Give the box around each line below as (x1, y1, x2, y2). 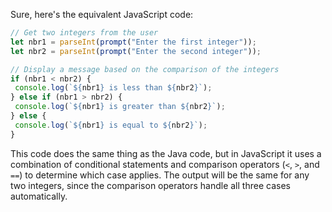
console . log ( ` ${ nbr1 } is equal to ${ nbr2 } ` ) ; (14, 120, 208, 130)
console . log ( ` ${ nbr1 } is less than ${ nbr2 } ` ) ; (14, 83, 213, 93)
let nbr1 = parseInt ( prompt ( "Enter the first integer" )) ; (10, 37, 257, 47)
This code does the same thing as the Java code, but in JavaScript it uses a (10, 147, 322, 159)
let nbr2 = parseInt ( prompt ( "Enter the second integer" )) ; (10, 46, 262, 56)
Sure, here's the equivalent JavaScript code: (10, 9, 194, 20)
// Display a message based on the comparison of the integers (10, 64, 280, 74)
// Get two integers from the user (10, 28, 159, 38)
